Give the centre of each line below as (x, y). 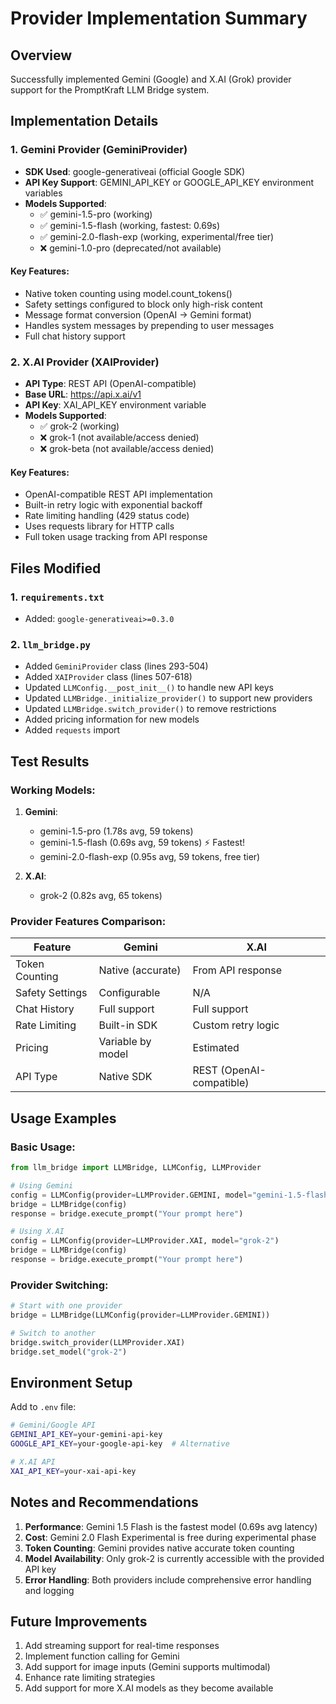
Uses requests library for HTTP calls (99, 526)
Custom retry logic (236, 1025)
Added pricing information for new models (112, 719)
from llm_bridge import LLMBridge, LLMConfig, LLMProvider (136, 1168)
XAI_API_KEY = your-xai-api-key (73, 1471)
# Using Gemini (42, 1185)
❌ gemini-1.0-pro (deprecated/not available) (130, 248)
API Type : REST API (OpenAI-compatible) (110, 384)
